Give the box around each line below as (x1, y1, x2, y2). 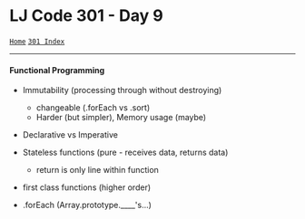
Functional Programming (9, 64, 105, 75)
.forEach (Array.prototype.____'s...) (22, 200, 152, 211)
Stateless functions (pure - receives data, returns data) (22, 147, 229, 158)
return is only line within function (35, 165, 159, 176)
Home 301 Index (9, 37, 65, 46)
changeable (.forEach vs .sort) (35, 102, 151, 113)
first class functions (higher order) (22, 182, 152, 193)
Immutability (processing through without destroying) (22, 85, 222, 96)
